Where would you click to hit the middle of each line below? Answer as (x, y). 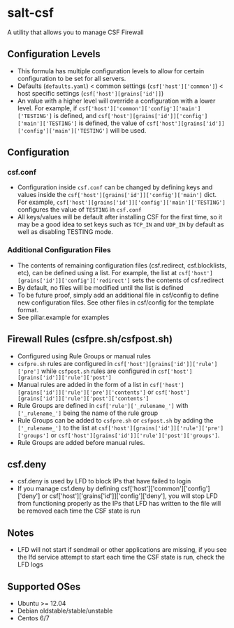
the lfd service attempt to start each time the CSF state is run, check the (121, 557)
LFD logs (30, 564)
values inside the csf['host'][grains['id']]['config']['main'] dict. (117, 195)
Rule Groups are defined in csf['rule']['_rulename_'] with (103, 405)
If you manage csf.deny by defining (68, 489)
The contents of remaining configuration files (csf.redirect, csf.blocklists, (122, 265)
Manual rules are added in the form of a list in (83, 384)
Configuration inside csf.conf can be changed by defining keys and (115, 187)
